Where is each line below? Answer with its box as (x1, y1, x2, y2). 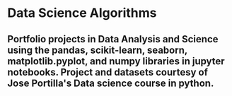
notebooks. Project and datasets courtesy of (7, 66, 209, 78)
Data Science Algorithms (7, 5, 157, 21)
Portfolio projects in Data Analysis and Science (7, 33, 219, 45)
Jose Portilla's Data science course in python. (7, 77, 214, 89)
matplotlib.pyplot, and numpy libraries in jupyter (7, 55, 225, 67)
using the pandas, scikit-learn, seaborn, (7, 44, 187, 56)
